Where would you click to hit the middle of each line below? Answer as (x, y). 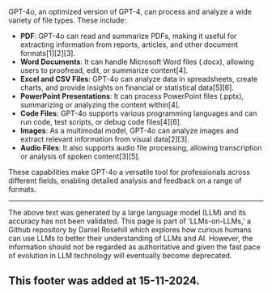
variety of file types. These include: (68, 20)
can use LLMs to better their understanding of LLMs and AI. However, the (131, 238)
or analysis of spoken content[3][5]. (80, 156)
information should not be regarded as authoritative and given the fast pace (134, 247)
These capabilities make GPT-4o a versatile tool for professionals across (130, 172)
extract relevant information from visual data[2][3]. (105, 139)
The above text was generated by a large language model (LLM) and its (127, 212)
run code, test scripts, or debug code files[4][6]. (101, 122)
